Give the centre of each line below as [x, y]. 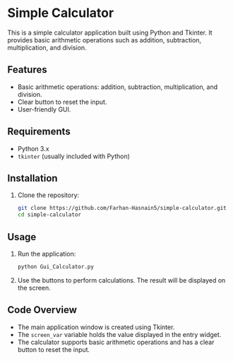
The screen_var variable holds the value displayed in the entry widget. [119, 334]
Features [27, 70]
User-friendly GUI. [44, 109]
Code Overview [42, 310]
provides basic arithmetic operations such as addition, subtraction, [104, 40]
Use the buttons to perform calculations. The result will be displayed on [121, 280]
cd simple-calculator [49, 215]
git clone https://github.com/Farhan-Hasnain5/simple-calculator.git [122, 208]
